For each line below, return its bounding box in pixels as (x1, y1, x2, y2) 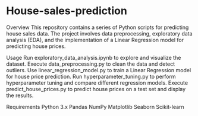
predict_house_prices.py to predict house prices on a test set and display (6, 85, 186, 92)
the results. (6, 92, 34, 99)
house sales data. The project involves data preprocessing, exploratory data (6, 30, 193, 37)
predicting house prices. (6, 43, 66, 50)
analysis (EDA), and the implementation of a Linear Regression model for (6, 36, 184, 43)
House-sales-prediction (6, 4, 128, 18)
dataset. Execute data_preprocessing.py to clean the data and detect (6, 60, 175, 67)
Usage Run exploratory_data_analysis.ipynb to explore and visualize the (6, 54, 181, 61)
